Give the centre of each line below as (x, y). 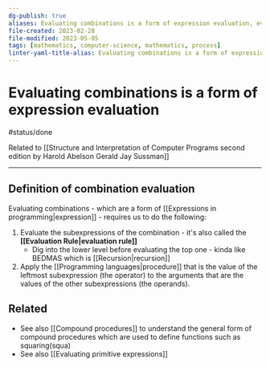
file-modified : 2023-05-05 (53, 38)
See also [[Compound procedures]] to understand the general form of (135, 328)
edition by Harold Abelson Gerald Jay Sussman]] (89, 156)
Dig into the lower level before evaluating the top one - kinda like (139, 249)
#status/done (31, 132)
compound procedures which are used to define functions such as (130, 336)
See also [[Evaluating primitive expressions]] (94, 353)
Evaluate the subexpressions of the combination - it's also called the (133, 232)
